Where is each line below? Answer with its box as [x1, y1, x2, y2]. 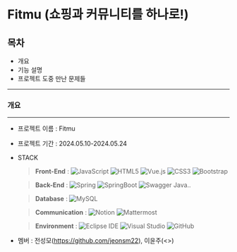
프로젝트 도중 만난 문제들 [17, 75, 86, 83]
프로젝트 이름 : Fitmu [17, 124, 75, 133]
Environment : [35, 222, 78, 230]
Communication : [35, 208, 87, 217]
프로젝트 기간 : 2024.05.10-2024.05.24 [17, 139, 128, 148]
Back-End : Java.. [35, 181, 192, 189]
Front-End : [35, 167, 69, 176]
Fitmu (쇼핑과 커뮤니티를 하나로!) [7, 6, 189, 23]
